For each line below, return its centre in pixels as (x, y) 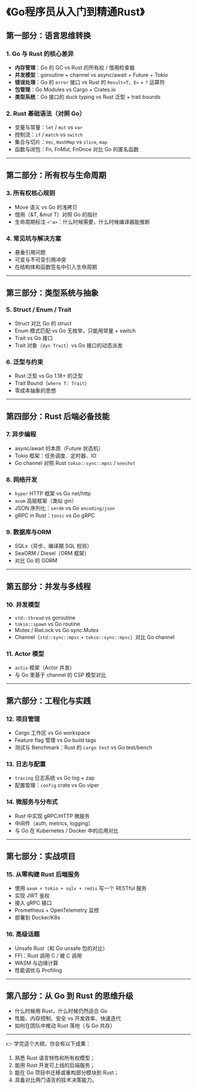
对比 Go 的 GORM (36, 561)
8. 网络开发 (22, 480)
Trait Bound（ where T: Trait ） (52, 383)
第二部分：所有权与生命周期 (56, 175)
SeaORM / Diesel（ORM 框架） (52, 553)
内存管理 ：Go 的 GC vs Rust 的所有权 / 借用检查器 (74, 67)
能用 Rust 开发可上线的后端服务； (55, 1066)
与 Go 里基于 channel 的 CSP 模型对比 (60, 675)
